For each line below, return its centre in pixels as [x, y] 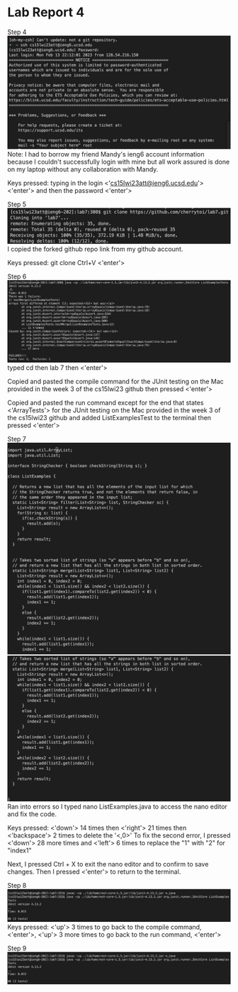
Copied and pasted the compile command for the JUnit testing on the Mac [116, 382]
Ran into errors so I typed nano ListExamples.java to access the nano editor [118, 807]
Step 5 [17, 204]
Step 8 [17, 886]
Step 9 [17, 948]
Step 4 [17, 32]
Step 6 [17, 276]
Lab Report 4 [46, 12]
